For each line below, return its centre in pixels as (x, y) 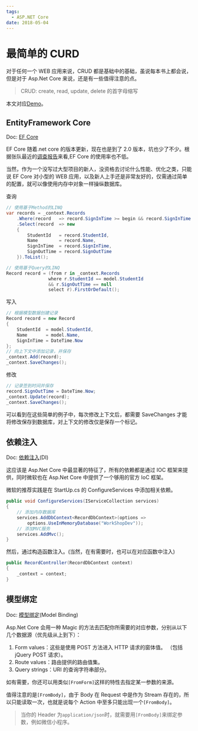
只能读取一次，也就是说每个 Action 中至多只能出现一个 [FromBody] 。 (93, 702)
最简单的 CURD (43, 54)
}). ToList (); (33, 257)
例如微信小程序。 (52, 722)
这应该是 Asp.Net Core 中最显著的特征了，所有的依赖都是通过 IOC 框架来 (95, 470)
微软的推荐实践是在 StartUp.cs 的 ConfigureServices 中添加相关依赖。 (91, 490)
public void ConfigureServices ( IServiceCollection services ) (83, 501)
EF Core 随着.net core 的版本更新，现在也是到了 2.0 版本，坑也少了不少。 (95, 149)
